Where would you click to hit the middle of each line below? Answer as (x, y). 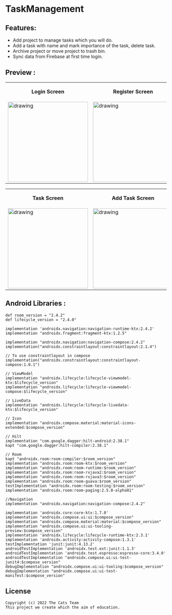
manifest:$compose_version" (35, 576)
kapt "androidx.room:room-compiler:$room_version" (60, 459)
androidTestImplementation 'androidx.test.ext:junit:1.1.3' (71, 549)
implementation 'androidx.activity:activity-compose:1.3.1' (71, 540)
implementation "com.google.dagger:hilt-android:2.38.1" (67, 441)
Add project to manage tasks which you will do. (63, 40)
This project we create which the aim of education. (63, 608)
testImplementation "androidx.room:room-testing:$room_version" (75, 486)
